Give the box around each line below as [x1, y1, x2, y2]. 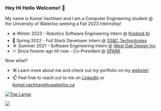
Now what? [5, 57, 28, 63]
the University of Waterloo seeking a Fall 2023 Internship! [5, 21, 122, 27]
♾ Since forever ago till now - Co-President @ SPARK [12, 48, 121, 54]
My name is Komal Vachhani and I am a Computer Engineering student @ [5, 16, 153, 22]
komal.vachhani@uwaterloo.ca [12, 82, 75, 88]
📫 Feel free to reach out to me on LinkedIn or [12, 75, 105, 81]
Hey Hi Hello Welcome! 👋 [5, 4, 65, 11]
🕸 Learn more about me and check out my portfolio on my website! [12, 67, 149, 73]
